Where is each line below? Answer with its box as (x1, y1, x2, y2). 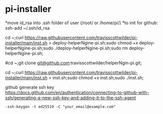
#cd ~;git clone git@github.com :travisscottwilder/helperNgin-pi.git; (5, 60, 142, 66)
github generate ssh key (5, 84, 54, 90)
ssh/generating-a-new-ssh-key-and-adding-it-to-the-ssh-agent (5, 95, 136, 101)
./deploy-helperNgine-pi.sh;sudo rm (54, 45, 128, 51)
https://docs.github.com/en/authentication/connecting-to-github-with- (5, 89, 149, 95)
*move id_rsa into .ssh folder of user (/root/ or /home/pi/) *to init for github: (5, 20, 158, 26)
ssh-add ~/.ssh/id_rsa (5, 25, 50, 31)
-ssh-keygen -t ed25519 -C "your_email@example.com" (5, 104, 116, 109)
